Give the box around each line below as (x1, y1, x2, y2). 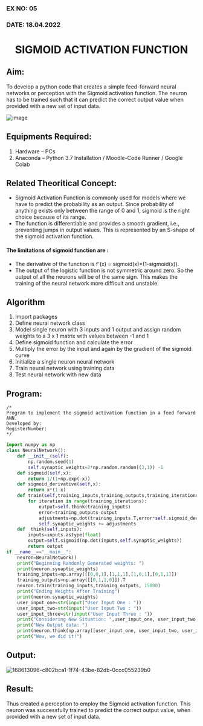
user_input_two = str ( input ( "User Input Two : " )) (17, 605, 142, 611)
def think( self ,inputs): (17, 526, 83, 533)
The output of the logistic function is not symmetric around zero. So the (14, 267, 193, 274)
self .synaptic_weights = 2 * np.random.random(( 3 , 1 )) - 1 (28, 464, 164, 470)
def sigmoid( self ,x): (17, 470, 71, 476)
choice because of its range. (14, 213, 86, 221)
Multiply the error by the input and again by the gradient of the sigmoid (14, 345, 192, 353)
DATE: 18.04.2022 (6, 20, 61, 28)
